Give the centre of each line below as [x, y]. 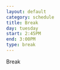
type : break [21, 45]
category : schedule [30, 17]
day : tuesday [22, 28]
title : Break [22, 23]
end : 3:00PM [21, 39]
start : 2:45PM [24, 34]
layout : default [26, 12]
